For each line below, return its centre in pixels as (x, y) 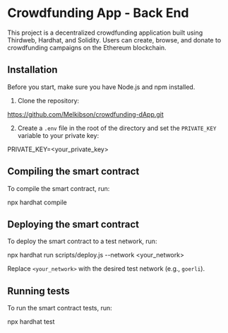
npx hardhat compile (37, 202)
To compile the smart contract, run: (59, 188)
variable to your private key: (58, 135)
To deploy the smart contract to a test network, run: (82, 241)
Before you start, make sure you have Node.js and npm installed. (101, 87)
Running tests (39, 291)
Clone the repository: (48, 100)
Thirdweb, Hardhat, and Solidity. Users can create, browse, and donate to (114, 40)
